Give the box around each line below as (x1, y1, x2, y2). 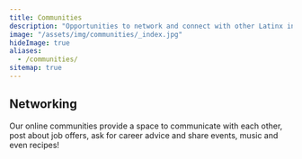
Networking (9, 96, 78, 112)
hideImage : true (9, 38, 70, 48)
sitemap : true (9, 64, 63, 73)
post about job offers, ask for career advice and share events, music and (9, 129, 279, 140)
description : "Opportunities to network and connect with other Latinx (9, 22, 283, 31)
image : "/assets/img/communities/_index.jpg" (9, 30, 182, 39)
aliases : (9, 47, 42, 56)
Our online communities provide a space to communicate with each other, (9, 120, 283, 131)
